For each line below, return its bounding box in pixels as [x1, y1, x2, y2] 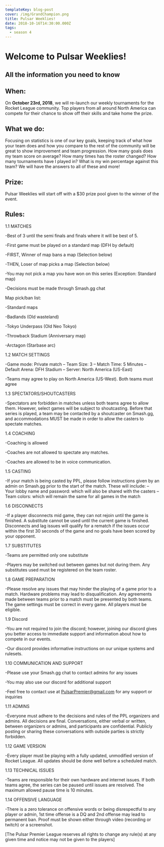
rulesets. [5, 651, 23, 657]
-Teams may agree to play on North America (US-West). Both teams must [5, 376, 153, 382]
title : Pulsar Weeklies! [5, 16, 56, 21]
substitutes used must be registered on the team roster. [5, 566, 117, 573]
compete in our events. [5, 636, 52, 642]
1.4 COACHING [5, 430, 35, 436]
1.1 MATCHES [5, 223, 32, 229]
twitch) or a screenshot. [5, 822, 53, 827]
